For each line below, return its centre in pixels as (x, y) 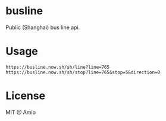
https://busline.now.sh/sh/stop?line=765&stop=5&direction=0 (83, 72)
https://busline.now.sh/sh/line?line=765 (58, 67)
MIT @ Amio (21, 112)
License (26, 96)
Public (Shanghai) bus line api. (43, 27)
